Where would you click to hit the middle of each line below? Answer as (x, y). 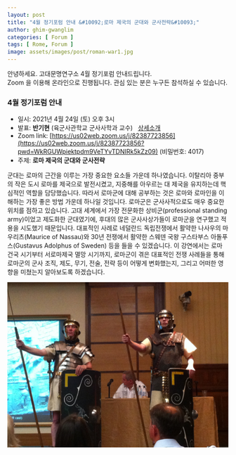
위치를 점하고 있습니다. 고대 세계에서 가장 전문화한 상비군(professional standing (117, 210)
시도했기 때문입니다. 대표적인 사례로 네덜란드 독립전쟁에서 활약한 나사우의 (120, 228)
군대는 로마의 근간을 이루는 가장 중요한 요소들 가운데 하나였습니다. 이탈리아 (110, 175)
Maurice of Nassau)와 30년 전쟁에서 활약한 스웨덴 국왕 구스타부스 (118, 237)
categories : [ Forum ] (40, 37)
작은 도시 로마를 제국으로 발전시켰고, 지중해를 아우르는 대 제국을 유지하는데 (117, 184)
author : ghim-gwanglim (40, 30)
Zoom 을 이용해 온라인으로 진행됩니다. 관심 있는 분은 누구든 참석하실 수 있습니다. (118, 82)
